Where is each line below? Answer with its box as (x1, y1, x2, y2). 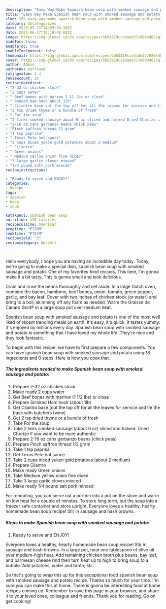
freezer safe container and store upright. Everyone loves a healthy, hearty (5, 503, 156, 509)
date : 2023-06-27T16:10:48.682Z (5, 30, 72, 35)
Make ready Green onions (12, 468, 66, 474)
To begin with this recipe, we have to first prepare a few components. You (5, 344, 156, 350)
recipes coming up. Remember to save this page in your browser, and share (5, 588, 159, 594)
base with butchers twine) (12, 410, 66, 416)
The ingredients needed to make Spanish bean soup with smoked (5, 366, 143, 372)
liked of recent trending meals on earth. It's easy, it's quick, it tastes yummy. (5, 319, 161, 325)
